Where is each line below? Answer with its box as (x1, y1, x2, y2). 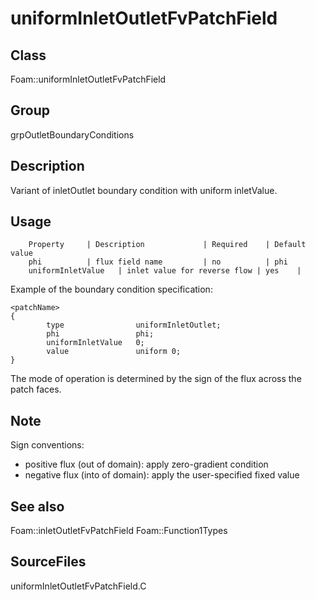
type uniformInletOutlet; (46, 320, 222, 331)
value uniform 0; (46, 347, 182, 357)
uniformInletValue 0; (46, 338, 145, 348)
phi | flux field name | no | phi (28, 257, 288, 267)
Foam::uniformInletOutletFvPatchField (10, 73, 167, 85)
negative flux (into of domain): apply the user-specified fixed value (24, 469, 300, 481)
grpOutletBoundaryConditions (10, 128, 135, 141)
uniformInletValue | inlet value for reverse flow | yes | (28, 266, 302, 276)
